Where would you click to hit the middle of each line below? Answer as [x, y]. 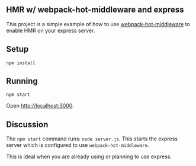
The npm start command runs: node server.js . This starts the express [92, 139]
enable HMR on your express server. [51, 30]
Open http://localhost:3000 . [40, 106]
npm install [21, 63]
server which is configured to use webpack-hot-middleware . [78, 145]
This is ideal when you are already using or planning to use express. [89, 156]
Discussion [27, 124]
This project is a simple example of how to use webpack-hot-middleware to [98, 24]
